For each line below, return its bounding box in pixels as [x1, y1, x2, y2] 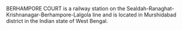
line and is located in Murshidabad [92, 11, 177, 18]
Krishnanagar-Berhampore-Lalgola [6, 11, 91, 18]
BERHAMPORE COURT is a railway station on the [6, 5, 126, 12]
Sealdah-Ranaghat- [126, 5, 175, 12]
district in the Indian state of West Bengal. [6, 18, 108, 24]
